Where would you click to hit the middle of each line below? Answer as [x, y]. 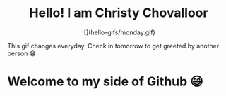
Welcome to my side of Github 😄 [105, 82]
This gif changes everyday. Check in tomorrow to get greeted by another [113, 46]
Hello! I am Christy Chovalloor [119, 13]
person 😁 [22, 53]
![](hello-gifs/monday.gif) [119, 32]
